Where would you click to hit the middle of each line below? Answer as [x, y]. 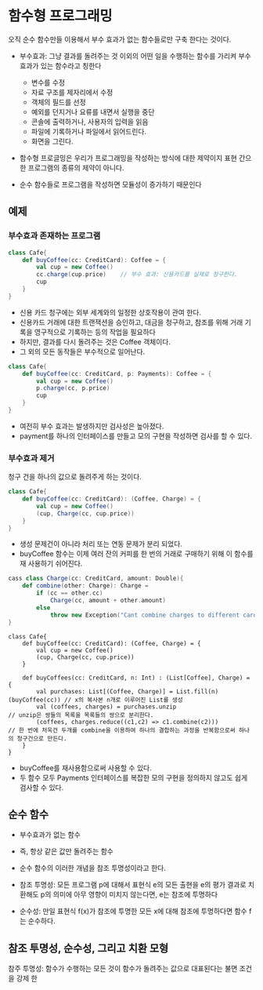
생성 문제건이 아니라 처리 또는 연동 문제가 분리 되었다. [101, 544]
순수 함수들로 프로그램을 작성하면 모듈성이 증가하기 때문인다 [110, 184]
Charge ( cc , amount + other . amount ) [108, 601]
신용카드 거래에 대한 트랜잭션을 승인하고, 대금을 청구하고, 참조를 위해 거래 [131, 322]
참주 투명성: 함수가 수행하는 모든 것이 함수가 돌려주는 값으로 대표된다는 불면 [123, 969]
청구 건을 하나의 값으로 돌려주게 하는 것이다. [75, 477]
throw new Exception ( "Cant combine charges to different [145, 615]
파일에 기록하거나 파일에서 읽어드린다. [89, 131]
